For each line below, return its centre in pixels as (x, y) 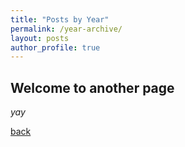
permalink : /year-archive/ (66, 29)
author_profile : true (55, 47)
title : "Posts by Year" (60, 19)
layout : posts (40, 38)
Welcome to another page (92, 87)
